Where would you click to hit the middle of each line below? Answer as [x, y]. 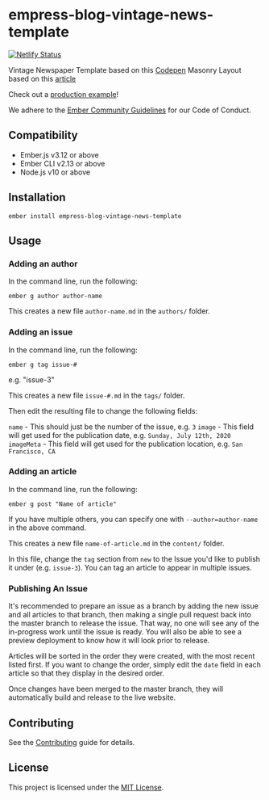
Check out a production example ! [64, 94]
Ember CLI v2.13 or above [62, 163]
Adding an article [43, 472]
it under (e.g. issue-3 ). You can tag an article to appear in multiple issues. [130, 567]
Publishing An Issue [48, 588]
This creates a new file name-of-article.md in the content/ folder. [116, 543]
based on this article [42, 78]
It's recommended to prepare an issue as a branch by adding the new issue [134, 606]
